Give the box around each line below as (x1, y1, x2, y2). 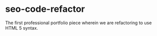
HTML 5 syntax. (5, 25, 38, 31)
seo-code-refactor (5, 3, 85, 15)
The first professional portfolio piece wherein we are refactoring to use (5, 20, 152, 26)
